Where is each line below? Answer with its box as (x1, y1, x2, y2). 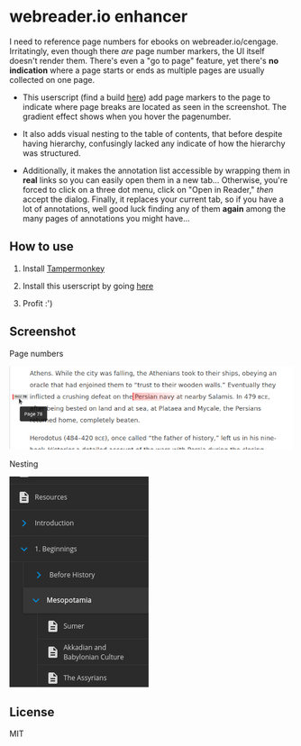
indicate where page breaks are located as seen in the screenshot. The (22, 101, 287, 112)
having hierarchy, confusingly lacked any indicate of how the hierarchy (22, 138, 286, 149)
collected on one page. (9, 74, 96, 85)
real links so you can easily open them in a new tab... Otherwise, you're (22, 174, 288, 186)
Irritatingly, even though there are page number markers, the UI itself (9, 45, 265, 56)
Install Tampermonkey (22, 263, 105, 274)
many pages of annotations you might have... (22, 213, 191, 223)
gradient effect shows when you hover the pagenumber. (22, 111, 232, 122)
